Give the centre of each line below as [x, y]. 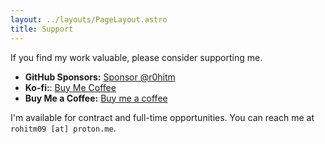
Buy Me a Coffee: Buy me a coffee [96, 98]
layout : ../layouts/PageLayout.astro [89, 19]
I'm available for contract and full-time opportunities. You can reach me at [162, 117]
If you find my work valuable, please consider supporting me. [136, 57]
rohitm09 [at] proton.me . [63, 128]
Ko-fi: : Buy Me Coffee [70, 87]
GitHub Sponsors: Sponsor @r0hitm [100, 77]
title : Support [42, 29]
